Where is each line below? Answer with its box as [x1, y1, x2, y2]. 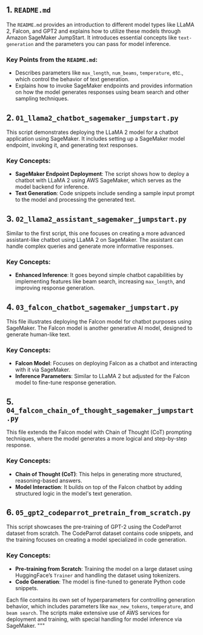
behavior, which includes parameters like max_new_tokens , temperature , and [6, 602, 193, 610]
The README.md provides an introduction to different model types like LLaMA [6, 21, 195, 28]
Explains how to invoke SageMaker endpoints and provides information [15, 82, 193, 90]
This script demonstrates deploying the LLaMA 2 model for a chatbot [6, 128, 179, 136]
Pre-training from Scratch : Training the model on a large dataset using [15, 565, 193, 572]
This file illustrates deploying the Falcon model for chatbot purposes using [6, 318, 192, 325]
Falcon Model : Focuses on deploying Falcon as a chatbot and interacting [15, 360, 198, 367]
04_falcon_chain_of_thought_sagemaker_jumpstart [6, 406, 194, 414]
